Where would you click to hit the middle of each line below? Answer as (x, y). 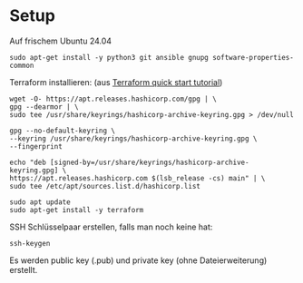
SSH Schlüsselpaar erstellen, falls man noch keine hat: (111, 227)
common (22, 65)
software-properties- (253, 57)
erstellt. (24, 269)
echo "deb (28, 162)
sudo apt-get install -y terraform (77, 210)
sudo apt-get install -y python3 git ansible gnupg (109, 57)
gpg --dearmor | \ (44, 107)
